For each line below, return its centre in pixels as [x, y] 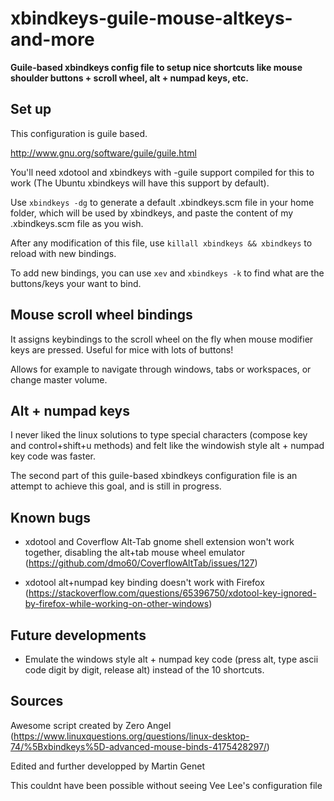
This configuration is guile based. [79, 133]
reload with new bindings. [63, 253]
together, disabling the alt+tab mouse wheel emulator [135, 553]
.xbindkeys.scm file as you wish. [77, 223]
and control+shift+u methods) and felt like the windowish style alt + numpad [167, 446]
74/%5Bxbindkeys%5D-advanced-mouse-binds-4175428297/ [138, 746]
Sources [37, 701]
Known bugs [51, 517]
